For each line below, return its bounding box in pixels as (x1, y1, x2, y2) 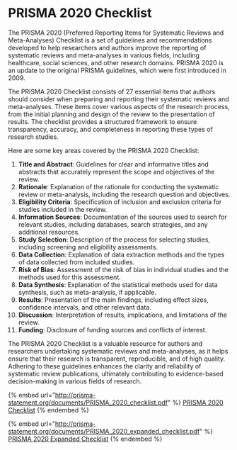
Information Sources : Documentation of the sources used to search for (18, 213, 227, 221)
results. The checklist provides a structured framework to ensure (8, 117, 197, 125)
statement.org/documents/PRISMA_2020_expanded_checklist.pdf (8, 427, 200, 435)
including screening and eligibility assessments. (18, 242, 158, 251)
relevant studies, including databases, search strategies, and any (18, 220, 208, 228)
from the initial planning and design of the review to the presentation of (8, 110, 215, 118)
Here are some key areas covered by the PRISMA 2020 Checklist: (8, 146, 200, 154)
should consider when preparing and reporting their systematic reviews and (8, 94, 229, 103)
